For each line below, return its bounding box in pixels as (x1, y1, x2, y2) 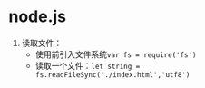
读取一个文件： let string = (34, 60, 141, 71)
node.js (8, 6, 67, 27)
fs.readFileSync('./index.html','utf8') (34, 70, 190, 79)
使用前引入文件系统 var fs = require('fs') (34, 48, 197, 60)
